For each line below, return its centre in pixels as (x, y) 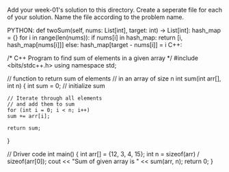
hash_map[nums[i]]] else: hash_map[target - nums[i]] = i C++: (95, 45)
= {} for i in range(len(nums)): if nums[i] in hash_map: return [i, (95, 38)
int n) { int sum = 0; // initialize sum (56, 86)
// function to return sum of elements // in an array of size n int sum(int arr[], (114, 78)
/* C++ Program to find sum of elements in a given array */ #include (103, 58)
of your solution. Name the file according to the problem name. (96, 17)
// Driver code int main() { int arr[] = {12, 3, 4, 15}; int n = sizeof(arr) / (103, 154)
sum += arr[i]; (29, 116)
